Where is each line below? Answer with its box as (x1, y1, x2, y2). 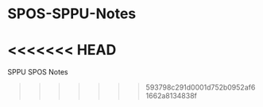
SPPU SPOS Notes (7, 67, 68, 77)
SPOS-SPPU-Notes (7, 5, 137, 23)
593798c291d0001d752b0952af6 (145, 82, 256, 92)
